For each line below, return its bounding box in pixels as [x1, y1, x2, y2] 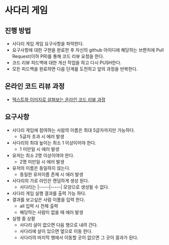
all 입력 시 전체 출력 [19, 203, 59, 209]
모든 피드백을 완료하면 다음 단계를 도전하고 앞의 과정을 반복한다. [12, 66, 138, 72]
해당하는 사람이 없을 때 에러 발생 [19, 209, 83, 215]
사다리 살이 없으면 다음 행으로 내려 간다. [19, 222, 98, 228]
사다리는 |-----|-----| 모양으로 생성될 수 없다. [19, 184, 109, 190]
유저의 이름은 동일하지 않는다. [12, 165, 71, 171]
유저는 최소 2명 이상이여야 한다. [12, 152, 74, 158]
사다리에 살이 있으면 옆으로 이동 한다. [19, 228, 93, 234]
